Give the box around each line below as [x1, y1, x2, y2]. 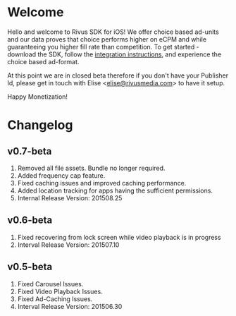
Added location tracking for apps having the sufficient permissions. [17, 186, 213, 195]
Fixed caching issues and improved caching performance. [17, 178, 187, 187]
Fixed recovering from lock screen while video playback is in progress [17, 233, 221, 241]
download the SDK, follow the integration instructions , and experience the [7, 50, 222, 59]
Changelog [7, 117, 73, 133]
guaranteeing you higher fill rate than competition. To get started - [7, 42, 199, 51]
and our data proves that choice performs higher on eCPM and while [7, 35, 206, 43]
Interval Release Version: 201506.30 [17, 302, 123, 310]
